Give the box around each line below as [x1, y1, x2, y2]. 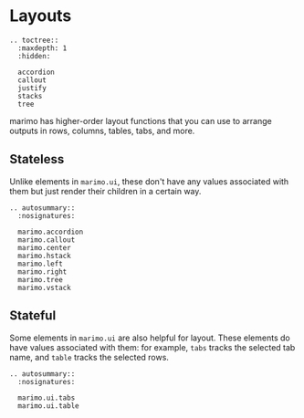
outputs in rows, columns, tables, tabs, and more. [9, 125, 195, 136]
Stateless [9, 152, 65, 167]
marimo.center [17, 243, 71, 252]
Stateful [9, 308, 57, 324]
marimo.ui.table [17, 401, 79, 411]
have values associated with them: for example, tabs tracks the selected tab [9, 341, 296, 352]
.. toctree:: [9, 36, 59, 45]
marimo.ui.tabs [17, 393, 76, 402]
